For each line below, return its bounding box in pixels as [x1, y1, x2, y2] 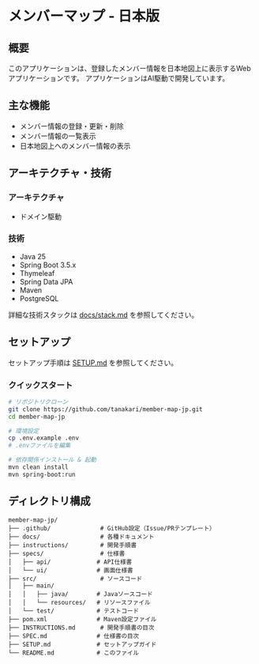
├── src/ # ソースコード [8, 575, 143, 583]
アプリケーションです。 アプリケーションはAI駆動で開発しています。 [8, 74, 230, 83]
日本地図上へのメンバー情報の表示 [19, 141, 131, 150]
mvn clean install [8, 463, 69, 471]
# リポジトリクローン [8, 398, 69, 406]
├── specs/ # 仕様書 [8, 549, 126, 557]
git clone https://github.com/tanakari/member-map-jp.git [8, 405, 203, 413]
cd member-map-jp [8, 413, 66, 421]
